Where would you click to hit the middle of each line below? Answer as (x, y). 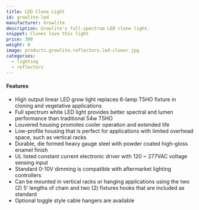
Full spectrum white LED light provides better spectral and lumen (94, 112)
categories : (21, 56)
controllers (28, 175)
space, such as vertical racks (50, 137)
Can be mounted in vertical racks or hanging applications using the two (102, 181)
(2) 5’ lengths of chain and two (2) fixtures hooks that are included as (99, 187)
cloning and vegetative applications (58, 105)
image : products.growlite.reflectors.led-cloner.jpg (73, 51)
